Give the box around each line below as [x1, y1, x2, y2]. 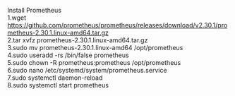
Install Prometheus [7, 6, 62, 14]
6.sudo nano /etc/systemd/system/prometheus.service [7, 66, 167, 74]
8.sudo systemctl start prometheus [7, 81, 109, 89]
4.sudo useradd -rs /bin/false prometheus [7, 51, 129, 59]
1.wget [7, 13, 27, 22]
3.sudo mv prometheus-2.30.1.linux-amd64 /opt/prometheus [7, 44, 183, 52]
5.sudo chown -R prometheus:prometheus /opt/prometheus [7, 59, 181, 66]
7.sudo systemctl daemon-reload [7, 73, 103, 82]
